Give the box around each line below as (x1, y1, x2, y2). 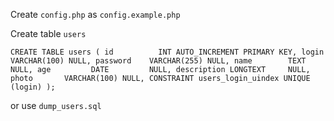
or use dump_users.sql (10, 100, 102, 111)
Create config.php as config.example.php (10, 9, 181, 20)
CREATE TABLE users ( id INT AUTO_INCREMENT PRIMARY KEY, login (10, 47, 325, 57)
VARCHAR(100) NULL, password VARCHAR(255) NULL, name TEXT (10, 56, 307, 66)
